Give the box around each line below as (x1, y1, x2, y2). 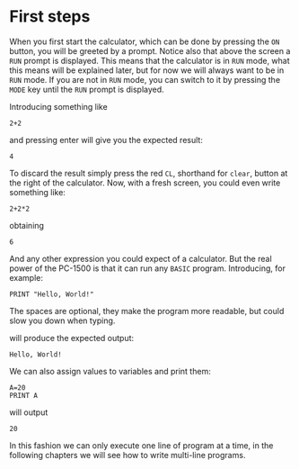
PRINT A (9, 391, 39, 400)
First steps (9, 6, 91, 27)
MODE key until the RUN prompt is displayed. (9, 84, 164, 95)
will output (9, 407, 48, 418)
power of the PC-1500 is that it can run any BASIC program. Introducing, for (9, 263, 286, 274)
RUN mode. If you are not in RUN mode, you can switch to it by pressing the (9, 74, 281, 85)
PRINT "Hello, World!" (9, 290, 94, 299)
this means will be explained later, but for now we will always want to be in (9, 65, 285, 76)
